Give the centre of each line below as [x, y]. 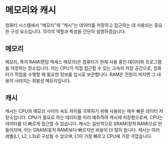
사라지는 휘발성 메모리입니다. [43, 80]
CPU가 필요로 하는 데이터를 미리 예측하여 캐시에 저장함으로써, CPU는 [96, 117]
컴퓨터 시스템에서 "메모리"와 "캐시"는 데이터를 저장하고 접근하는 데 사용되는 [79, 25]
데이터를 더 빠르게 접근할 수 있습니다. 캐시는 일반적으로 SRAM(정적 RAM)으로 [81, 123]
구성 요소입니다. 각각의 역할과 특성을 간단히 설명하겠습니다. [68, 31]
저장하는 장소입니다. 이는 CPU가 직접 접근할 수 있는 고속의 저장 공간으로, [81, 68]
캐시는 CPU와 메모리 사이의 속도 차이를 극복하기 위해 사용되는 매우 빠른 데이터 [82, 111]
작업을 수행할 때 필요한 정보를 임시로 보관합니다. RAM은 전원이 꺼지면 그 [85, 74]
